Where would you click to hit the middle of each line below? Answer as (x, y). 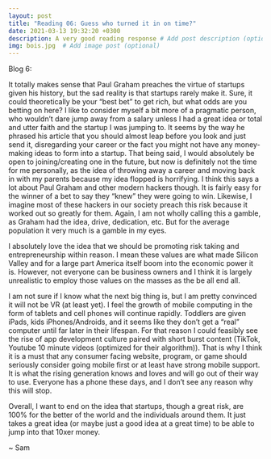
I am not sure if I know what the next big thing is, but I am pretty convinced (133, 297)
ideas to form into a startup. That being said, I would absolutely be (144, 154)
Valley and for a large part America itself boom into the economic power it (131, 263)
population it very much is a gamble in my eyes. (88, 230)
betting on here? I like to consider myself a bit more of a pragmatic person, (132, 111)
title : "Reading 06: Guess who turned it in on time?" (102, 23)
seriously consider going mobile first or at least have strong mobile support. (134, 365)
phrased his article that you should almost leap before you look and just (127, 136)
